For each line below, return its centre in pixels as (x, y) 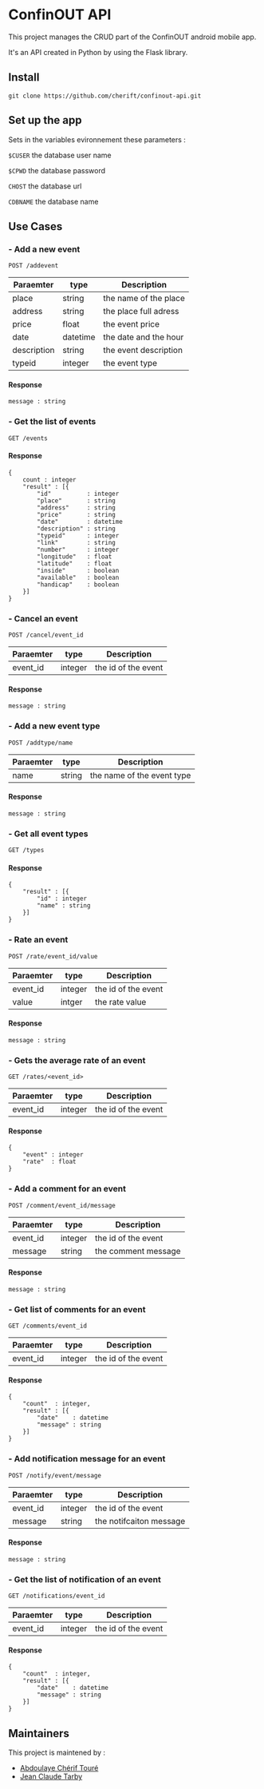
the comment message (138, 1251)
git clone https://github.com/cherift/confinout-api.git (105, 96)
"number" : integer (78, 549)
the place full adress (141, 311)
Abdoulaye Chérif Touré (59, 1768)
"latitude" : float (75, 563)
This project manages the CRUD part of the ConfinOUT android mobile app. (132, 37)
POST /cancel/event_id (46, 635)
